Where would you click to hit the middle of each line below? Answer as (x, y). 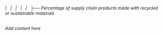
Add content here (23, 29)
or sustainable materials (30, 13)
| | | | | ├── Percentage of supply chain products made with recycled (81, 8)
